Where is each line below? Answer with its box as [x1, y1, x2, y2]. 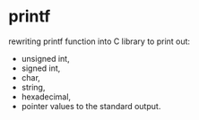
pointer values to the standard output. [21, 100, 161, 111]
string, [21, 81, 46, 92]
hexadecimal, [21, 91, 72, 102]
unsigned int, [21, 53, 70, 64]
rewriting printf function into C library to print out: [8, 36, 190, 47]
